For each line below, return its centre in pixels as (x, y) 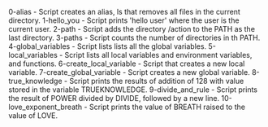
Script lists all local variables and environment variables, (158, 55)
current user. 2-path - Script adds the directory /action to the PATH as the (132, 29)
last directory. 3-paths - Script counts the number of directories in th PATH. (134, 37)
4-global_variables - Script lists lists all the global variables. (108, 46)
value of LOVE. (33, 116)
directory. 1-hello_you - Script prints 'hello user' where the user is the (124, 20)
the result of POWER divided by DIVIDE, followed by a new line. (114, 98)
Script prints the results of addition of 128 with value (156, 81)
